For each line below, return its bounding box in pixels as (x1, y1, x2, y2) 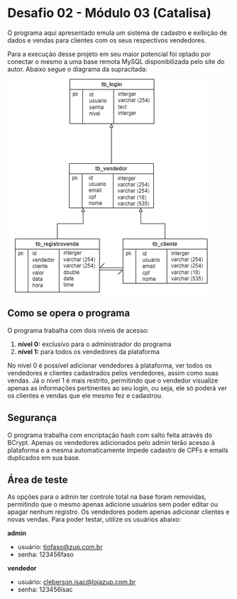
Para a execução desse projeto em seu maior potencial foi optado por (7, 50, 211, 58)
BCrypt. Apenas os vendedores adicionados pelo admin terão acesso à (7, 438, 215, 446)
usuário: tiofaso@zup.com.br (17, 543, 103, 551)
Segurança (7, 412, 57, 424)
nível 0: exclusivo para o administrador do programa (17, 339, 172, 348)
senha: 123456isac (17, 586, 73, 594)
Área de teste (7, 473, 69, 485)
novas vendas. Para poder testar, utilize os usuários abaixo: (7, 515, 182, 524)
